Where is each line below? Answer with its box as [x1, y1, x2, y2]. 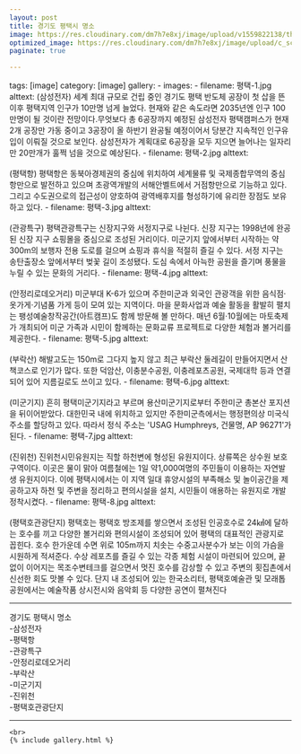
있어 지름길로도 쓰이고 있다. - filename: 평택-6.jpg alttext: [25, 376, 230, 387]
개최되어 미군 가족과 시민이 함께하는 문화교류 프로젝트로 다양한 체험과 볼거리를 [18, 322, 292, 333]
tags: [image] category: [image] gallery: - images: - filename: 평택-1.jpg [9, 80, 272, 91]
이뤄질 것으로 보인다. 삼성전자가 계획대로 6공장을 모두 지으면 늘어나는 [25, 136, 268, 147]
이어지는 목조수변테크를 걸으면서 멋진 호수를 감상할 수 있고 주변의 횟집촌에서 [25, 562, 292, 573]
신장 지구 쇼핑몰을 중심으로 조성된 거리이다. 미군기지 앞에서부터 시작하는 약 [18, 234, 279, 245]
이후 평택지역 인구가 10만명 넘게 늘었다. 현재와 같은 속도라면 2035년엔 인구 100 [9, 102, 287, 113]
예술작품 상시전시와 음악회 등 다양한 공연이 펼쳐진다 [47, 584, 228, 595]
